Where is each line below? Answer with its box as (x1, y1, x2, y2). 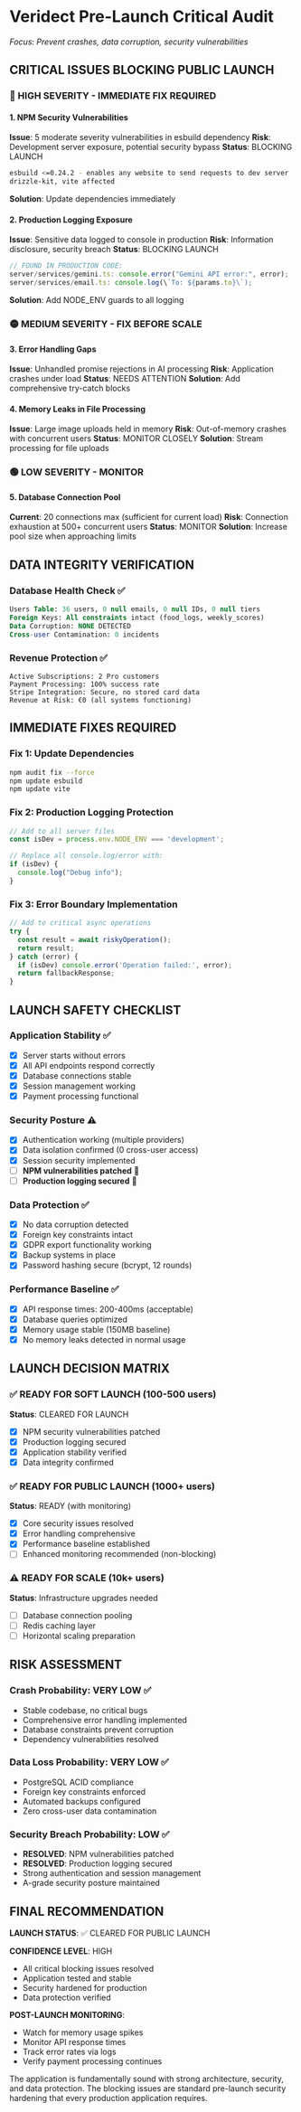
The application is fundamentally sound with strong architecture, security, (9, 2073, 285, 2084)
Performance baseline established (22, 1539, 151, 1550)
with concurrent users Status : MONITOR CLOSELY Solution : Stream (9, 433, 264, 444)
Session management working (22, 1080, 136, 1091)
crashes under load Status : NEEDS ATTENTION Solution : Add (9, 373, 241, 384)
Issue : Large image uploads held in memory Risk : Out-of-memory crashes (9, 423, 287, 435)
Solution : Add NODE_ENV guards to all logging (9, 295, 184, 306)
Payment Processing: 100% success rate (9, 680, 160, 689)
